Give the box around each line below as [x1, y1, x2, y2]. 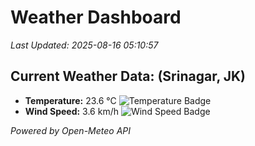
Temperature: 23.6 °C [24, 94, 117, 106]
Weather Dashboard [10, 6, 182, 29]
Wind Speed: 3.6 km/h [24, 105, 119, 117]
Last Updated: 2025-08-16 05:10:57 [10, 39, 159, 51]
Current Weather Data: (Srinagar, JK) [10, 68, 247, 85]
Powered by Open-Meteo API [10, 124, 132, 136]
